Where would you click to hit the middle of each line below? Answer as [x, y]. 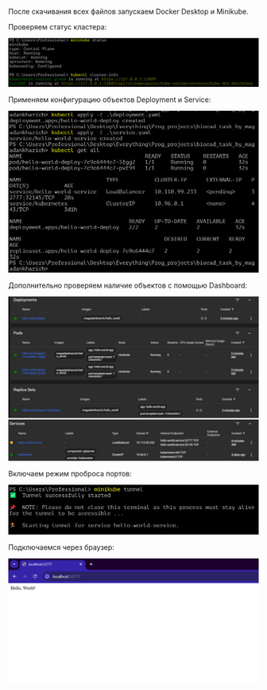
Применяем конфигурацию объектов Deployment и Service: [110, 100]
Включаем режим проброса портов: [70, 473]
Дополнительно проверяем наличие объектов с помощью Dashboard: [128, 285]
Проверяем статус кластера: [58, 27]
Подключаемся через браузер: [62, 547]
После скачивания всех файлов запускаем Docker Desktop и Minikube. [128, 12]
